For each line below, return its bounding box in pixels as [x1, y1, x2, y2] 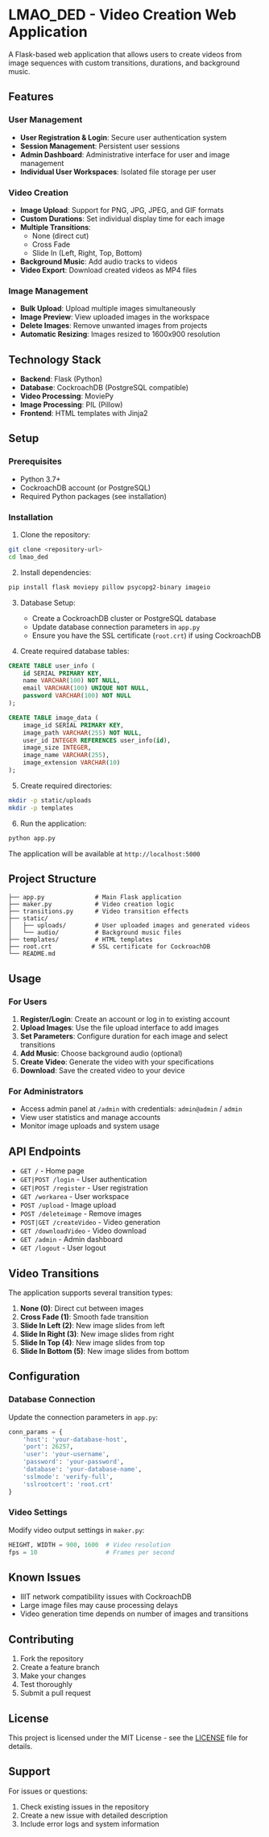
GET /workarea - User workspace [19, 1192, 130, 1202]
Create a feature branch [19, 1663, 100, 1672]
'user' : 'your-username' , [23, 1450, 110, 1459]
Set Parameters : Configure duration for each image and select [19, 1031, 228, 1041]
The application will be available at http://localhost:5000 [8, 848, 201, 858]
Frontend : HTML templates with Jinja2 [19, 409, 148, 419]
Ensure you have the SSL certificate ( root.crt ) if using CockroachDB [31, 631, 262, 640]
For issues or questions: [8, 1786, 89, 1796]
